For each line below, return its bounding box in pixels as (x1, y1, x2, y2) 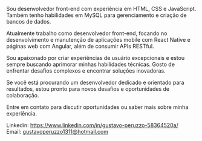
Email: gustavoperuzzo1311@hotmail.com (6, 128, 109, 135)
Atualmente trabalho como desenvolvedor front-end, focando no (6, 30, 168, 37)
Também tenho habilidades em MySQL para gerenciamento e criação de (6, 11, 187, 19)
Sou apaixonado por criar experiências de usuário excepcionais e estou (6, 54, 185, 61)
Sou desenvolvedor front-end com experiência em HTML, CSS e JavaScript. (6, 5, 197, 12)
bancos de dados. (6, 18, 51, 25)
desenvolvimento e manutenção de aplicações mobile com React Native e (6, 36, 191, 43)
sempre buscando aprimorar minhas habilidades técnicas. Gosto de (6, 61, 175, 68)
